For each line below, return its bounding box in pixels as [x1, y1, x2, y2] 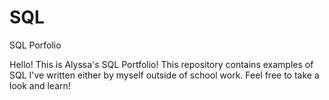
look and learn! [9, 79, 71, 91]
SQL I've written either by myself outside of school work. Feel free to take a [9, 69, 320, 81]
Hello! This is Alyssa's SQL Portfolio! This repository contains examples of [9, 58, 314, 70]
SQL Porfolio [9, 39, 62, 51]
